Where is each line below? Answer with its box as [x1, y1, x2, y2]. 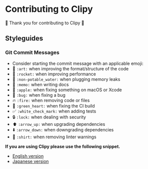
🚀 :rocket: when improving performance [12, 71, 97, 77]
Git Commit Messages [5, 49, 59, 56]
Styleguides [5, 34, 44, 43]
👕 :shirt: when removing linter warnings [12, 134, 97, 140]
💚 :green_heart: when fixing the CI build [12, 103, 95, 109]
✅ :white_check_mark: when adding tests [12, 108, 97, 114]
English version [12, 153, 44, 159]
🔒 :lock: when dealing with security [12, 114, 86, 120]
